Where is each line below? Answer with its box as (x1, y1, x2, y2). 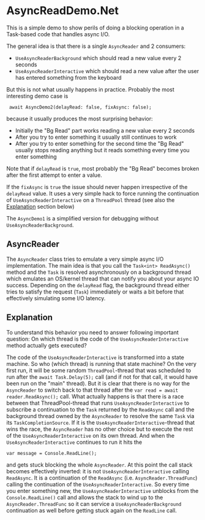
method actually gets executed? (6, 341, 87, 349)
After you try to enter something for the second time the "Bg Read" (15, 139, 184, 147)
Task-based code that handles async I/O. (6, 30, 110, 37)
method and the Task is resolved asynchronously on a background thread (6, 268, 192, 276)
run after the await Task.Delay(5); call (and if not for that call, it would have (6, 373, 198, 381)
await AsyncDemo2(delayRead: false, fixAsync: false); (9, 104, 152, 111)
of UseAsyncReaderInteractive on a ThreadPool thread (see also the (6, 196, 175, 203)
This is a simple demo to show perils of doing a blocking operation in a (6, 24, 185, 31)
